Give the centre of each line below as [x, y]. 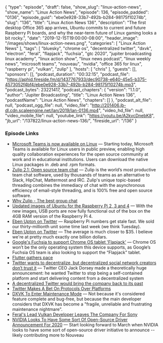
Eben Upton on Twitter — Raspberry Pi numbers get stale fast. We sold [83, 221]
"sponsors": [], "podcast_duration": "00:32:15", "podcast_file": [67, 74]
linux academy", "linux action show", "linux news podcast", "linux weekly [78, 59]
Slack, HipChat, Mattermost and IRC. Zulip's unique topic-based [76, 180]
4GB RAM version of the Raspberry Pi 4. [52, 217]
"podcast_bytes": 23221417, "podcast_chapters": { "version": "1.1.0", [73, 90]
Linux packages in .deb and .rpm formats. [54, 164]
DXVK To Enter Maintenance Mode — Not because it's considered [78, 294]
